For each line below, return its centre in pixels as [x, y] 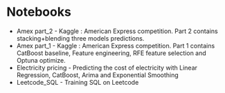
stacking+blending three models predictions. [80, 38]
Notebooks [39, 12]
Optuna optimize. [41, 60]
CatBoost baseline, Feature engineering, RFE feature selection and [111, 53]
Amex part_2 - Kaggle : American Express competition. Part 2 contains [117, 31]
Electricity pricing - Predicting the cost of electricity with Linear [107, 68]
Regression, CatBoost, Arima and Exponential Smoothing [98, 75]
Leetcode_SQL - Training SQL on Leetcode [78, 82]
